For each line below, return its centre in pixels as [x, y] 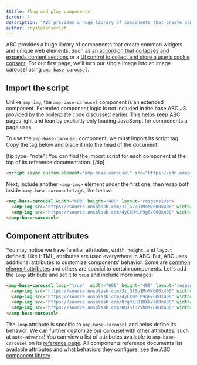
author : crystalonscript [36, 28]
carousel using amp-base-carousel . [48, 70]
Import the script [38, 88]
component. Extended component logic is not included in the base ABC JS [96, 109]
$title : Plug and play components [48, 11]
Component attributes [47, 236]
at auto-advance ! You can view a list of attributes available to [79, 337]
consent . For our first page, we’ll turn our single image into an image [89, 63]
